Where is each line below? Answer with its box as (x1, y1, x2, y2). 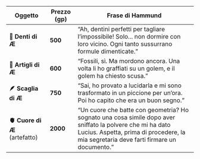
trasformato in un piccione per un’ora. (77, 89, 183, 97)
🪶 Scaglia (9, 84, 39, 93)
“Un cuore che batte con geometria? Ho (77, 106, 189, 114)
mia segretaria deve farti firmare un (77, 136, 177, 144)
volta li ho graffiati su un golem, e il (77, 65, 175, 72)
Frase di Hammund (107, 11, 162, 20)
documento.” (77, 143, 114, 151)
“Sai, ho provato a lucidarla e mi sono (77, 81, 182, 90)
